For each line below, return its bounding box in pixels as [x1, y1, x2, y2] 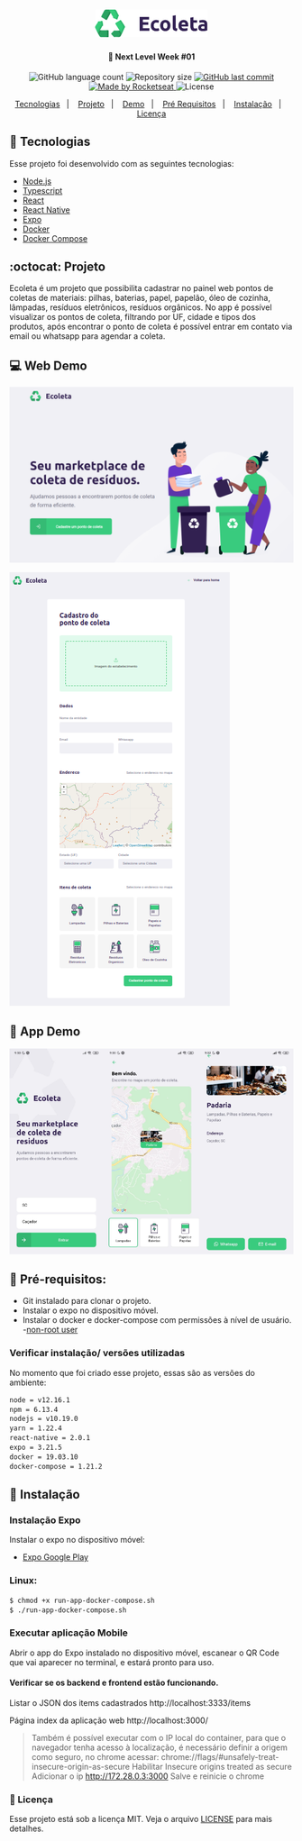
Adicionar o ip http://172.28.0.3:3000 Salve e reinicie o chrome [31, 1771, 264, 1782]
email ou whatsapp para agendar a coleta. [9, 331, 166, 342]
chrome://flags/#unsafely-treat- [160, 1751, 279, 1762]
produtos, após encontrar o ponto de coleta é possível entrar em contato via [9, 321, 293, 333]
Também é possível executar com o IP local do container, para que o [31, 1732, 287, 1743]
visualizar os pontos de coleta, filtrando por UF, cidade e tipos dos [9, 312, 257, 323]
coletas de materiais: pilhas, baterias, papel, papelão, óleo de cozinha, [9, 293, 270, 304]
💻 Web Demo [9, 358, 87, 373]
